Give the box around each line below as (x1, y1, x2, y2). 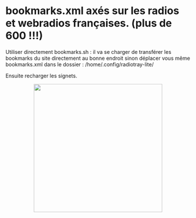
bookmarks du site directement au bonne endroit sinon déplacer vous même (5, 54, 190, 62)
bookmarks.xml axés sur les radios (5, 4, 180, 18)
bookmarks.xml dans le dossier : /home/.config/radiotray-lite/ (5, 60, 154, 68)
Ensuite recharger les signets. (5, 72, 77, 79)
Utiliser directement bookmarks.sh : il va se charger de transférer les (5, 48, 171, 55)
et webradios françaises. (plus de (5, 16, 173, 30)
